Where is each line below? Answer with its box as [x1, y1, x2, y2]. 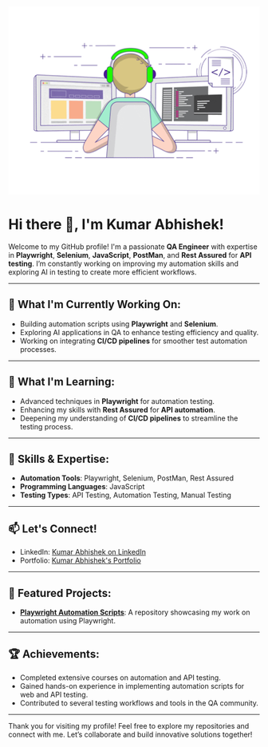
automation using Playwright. [19, 616, 116, 625]
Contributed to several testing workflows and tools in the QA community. [19, 698, 259, 708]
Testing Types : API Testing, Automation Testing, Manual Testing [19, 490, 231, 500]
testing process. [19, 421, 73, 431]
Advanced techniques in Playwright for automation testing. [19, 396, 215, 405]
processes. [19, 344, 57, 354]
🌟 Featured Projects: [8, 586, 112, 600]
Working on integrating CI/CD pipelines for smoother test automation [19, 336, 248, 346]
